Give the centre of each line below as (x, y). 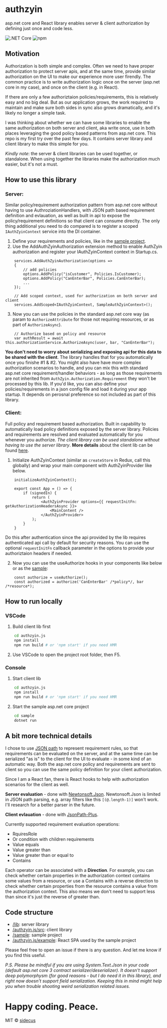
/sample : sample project (37, 935)
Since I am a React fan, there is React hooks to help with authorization (77, 779)
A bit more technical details (49, 736)
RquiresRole (25, 834)
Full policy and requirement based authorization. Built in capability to (76, 423)
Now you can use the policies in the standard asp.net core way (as (81, 314)
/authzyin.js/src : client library (42, 930)
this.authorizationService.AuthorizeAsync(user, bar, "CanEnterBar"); (80, 343)
